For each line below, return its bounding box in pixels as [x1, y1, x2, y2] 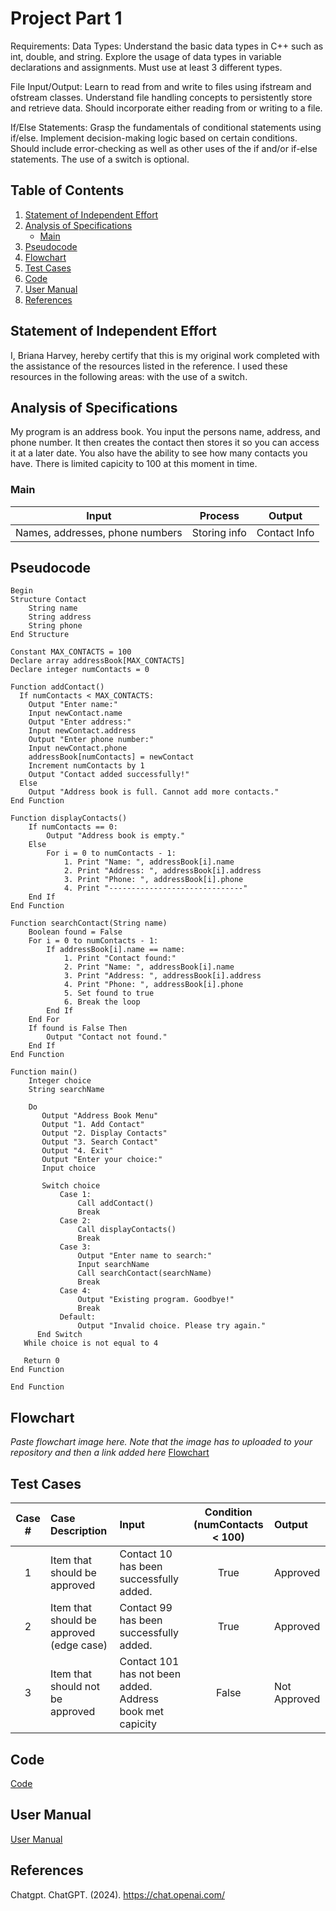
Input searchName [77, 1260, 150, 1270]
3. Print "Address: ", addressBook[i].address [63, 971, 262, 981]
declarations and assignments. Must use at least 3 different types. [10, 61, 283, 73]
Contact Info [256, 525, 315, 539]
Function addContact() [10, 682, 105, 692]
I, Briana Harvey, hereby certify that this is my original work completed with [10, 349, 320, 361]
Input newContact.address [28, 726, 137, 736]
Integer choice [28, 1076, 92, 1086]
